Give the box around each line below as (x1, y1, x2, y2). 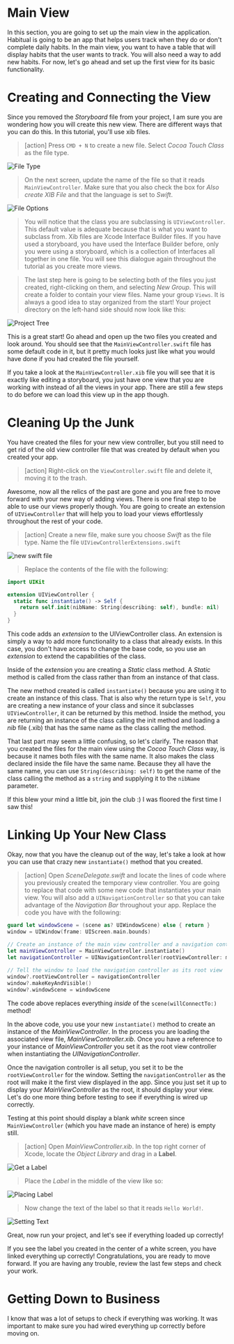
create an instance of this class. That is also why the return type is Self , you (7, 694, 226, 703)
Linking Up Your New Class (7, 827, 167, 843)
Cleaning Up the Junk (7, 415, 134, 431)
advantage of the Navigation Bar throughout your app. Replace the (24, 901, 217, 909)
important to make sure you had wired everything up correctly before (7, 1322, 206, 1330)
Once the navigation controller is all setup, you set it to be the (7, 1063, 183, 1072)
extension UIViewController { (7, 591, 95, 598)
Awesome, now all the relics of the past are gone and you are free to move (7, 487, 221, 495)
